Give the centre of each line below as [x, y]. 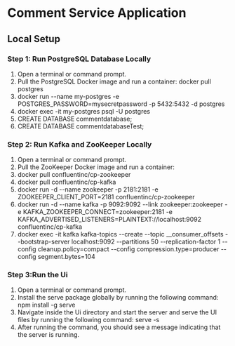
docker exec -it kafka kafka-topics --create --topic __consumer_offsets [120, 234]
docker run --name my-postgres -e [68, 96]
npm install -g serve [46, 305]
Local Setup [34, 39]
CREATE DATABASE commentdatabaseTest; [81, 126]
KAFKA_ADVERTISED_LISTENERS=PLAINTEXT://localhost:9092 [109, 220]
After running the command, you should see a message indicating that [119, 327]
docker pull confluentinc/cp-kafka [67, 182]
